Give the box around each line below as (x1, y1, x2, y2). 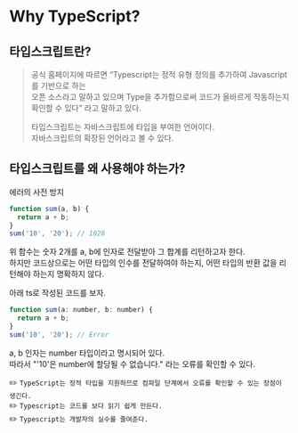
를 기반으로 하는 (30, 80, 86, 91)
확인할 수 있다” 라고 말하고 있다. (30, 102, 142, 113)
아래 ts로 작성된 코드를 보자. (9, 288, 107, 298)
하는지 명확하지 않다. (32, 269, 105, 280)
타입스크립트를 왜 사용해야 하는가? (9, 161, 186, 176)
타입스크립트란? (9, 44, 92, 59)
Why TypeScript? (9, 6, 141, 27)
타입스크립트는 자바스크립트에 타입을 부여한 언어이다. (30, 122, 215, 132)
